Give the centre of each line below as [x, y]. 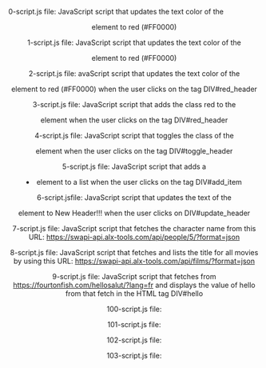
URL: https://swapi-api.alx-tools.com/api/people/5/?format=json [134, 237]
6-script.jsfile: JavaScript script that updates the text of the [134, 198]
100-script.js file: [134, 309]
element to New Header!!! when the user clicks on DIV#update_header [134, 213]
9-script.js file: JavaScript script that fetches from [134, 276]
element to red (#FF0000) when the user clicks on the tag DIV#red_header [134, 89]
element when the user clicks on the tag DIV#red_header [134, 120]
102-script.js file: [134, 340]
